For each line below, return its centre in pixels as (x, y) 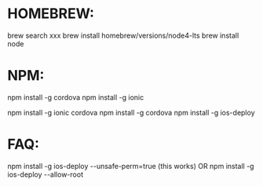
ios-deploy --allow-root (46, 174)
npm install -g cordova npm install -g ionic (76, 97)
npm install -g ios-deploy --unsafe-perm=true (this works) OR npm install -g (131, 166)
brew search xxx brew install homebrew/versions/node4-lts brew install (123, 35)
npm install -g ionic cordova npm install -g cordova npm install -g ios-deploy (131, 112)
